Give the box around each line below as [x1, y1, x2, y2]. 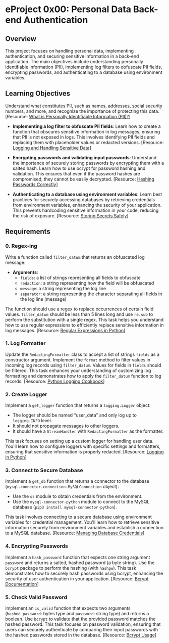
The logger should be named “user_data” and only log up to [12, 412, 137, 418]
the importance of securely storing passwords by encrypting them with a [12, 160, 164, 166]
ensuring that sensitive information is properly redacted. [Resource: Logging [5, 449, 164, 455]
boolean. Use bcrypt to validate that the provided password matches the [5, 616, 156, 622]
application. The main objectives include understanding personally [5, 59, 144, 64]
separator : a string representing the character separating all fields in [20, 291, 162, 297]
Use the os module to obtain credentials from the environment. [12, 493, 143, 499]
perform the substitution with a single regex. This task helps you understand [5, 316, 164, 323]
